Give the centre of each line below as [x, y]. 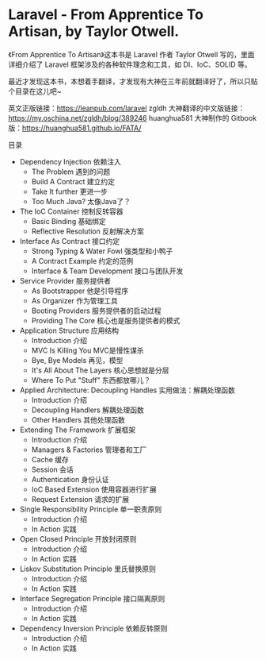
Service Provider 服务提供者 [65, 280]
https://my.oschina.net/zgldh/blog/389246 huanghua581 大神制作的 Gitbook [133, 118]
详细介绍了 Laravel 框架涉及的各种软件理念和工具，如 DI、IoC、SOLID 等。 [130, 64]
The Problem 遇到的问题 [71, 172]
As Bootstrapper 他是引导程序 [80, 291]
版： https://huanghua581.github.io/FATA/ [75, 128]
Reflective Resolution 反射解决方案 [87, 231]
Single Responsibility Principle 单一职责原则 [91, 509]
